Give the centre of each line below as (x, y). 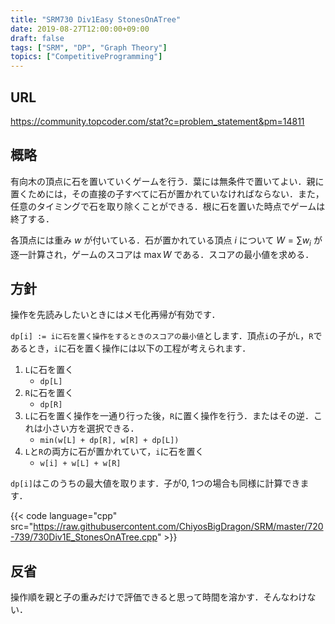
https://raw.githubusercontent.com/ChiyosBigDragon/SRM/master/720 (178, 527)
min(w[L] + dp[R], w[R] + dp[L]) (109, 441)
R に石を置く (49, 393)
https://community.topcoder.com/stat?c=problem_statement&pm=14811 (157, 121)
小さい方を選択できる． (91, 428)
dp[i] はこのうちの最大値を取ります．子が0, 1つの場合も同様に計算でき (155, 483)
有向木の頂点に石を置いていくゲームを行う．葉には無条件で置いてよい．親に (167, 181)
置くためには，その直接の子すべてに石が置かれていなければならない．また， (167, 193)
